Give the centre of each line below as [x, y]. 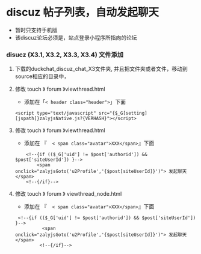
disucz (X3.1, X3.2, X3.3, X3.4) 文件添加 [65, 55]
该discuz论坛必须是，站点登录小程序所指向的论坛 [76, 37]
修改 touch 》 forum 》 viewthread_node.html [68, 194]
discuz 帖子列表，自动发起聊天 [83, 12]
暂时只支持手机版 [36, 30]
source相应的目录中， [42, 76]
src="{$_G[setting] [123, 113]
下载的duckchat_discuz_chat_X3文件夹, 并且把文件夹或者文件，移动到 [101, 69]
